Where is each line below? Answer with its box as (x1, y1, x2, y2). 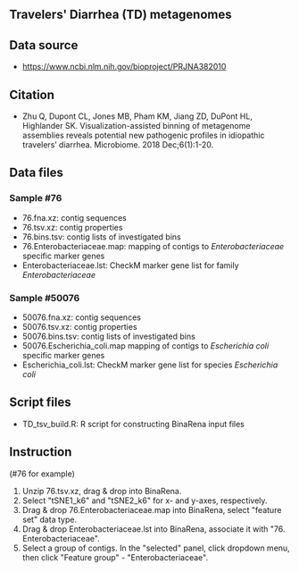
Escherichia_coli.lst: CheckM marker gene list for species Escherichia (21, 359, 278, 370)
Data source (9, 38, 79, 53)
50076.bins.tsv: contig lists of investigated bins (21, 331, 196, 341)
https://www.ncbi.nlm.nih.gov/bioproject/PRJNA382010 (21, 62, 227, 72)
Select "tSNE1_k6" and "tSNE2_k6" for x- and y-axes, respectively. (21, 495, 268, 506)
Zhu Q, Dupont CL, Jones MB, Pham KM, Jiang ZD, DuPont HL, (21, 111, 253, 122)
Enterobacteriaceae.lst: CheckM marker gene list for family (21, 259, 239, 271)
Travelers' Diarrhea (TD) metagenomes (9, 7, 232, 22)
